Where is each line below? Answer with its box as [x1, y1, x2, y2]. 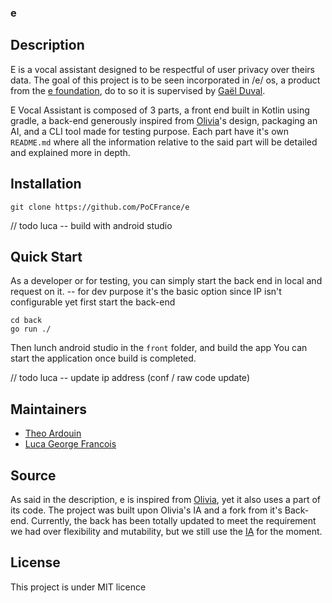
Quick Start [10, 248, 83, 265]
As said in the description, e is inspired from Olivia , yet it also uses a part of [10, 493, 322, 505]
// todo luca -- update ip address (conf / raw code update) [10, 372, 250, 384]
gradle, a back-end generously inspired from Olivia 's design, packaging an [10, 114, 318, 126]
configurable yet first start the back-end [10, 296, 176, 308]
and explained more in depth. [10, 146, 131, 158]
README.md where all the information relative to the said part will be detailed [10, 136, 318, 148]
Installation [10, 176, 82, 193]
